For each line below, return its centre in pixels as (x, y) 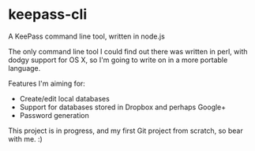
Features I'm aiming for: (47, 83)
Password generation (54, 115)
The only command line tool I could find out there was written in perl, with (128, 51)
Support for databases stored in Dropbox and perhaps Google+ (123, 107)
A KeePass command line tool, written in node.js (87, 36)
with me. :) (26, 138)
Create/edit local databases (65, 98)
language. (24, 68)
